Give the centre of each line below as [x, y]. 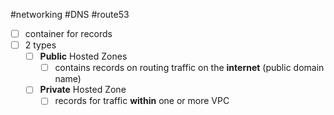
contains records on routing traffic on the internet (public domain [189, 68]
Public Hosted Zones [83, 56]
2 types [40, 45]
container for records [68, 33]
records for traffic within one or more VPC [142, 101]
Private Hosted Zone [83, 90]
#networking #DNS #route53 [70, 14]
